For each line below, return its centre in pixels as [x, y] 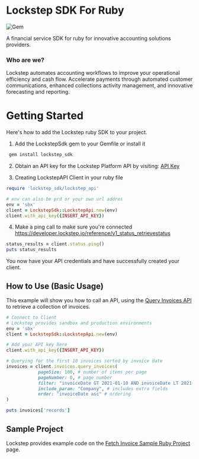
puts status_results [32, 250]
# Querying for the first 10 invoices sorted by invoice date [84, 361]
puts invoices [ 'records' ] [38, 410]
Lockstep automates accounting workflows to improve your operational [93, 73]
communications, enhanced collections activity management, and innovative [99, 86]
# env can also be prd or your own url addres [65, 199]
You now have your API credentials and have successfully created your [93, 261]
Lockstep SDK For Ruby [65, 10]
